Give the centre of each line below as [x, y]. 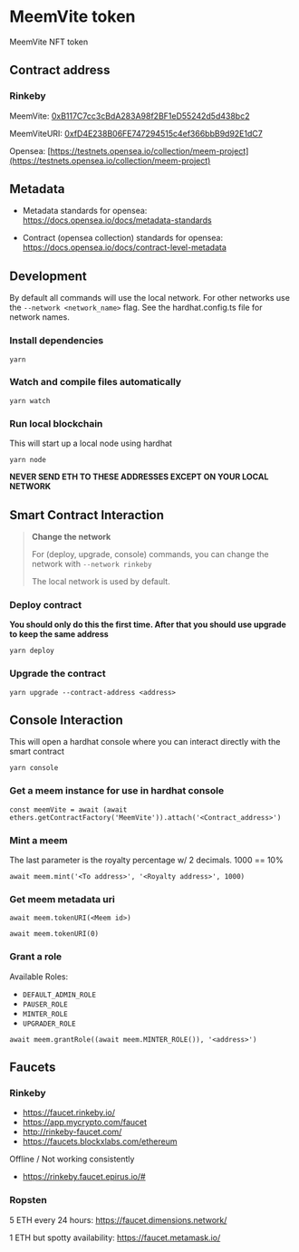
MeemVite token [72, 17]
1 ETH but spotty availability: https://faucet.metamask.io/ [115, 1238]
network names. [39, 317]
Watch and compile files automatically [96, 382]
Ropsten [28, 1200]
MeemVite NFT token [49, 42]
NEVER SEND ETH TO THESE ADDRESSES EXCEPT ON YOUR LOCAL [139, 477]
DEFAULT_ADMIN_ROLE [59, 995]
